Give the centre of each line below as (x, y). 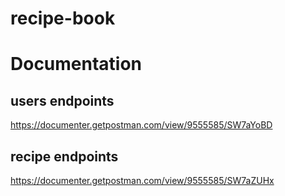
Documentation (76, 64)
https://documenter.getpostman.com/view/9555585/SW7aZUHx (142, 180)
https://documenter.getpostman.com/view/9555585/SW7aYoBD (141, 125)
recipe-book (63, 18)
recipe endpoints (64, 156)
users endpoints (62, 100)
